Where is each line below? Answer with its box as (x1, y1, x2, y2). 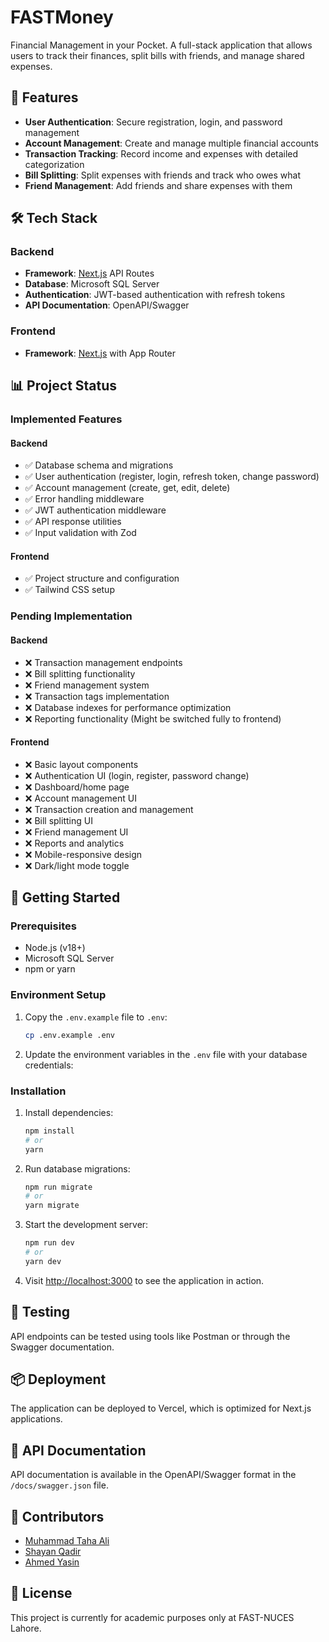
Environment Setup (10, 988, 107, 1002)
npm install (24, 1126, 75, 1136)
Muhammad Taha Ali (24, 1535, 110, 1547)
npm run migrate (24, 1182, 93, 1192)
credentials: (24, 1059, 74, 1071)
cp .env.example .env (24, 1030, 115, 1040)
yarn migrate (24, 1201, 80, 1211)
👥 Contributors (10, 1508, 105, 1525)
